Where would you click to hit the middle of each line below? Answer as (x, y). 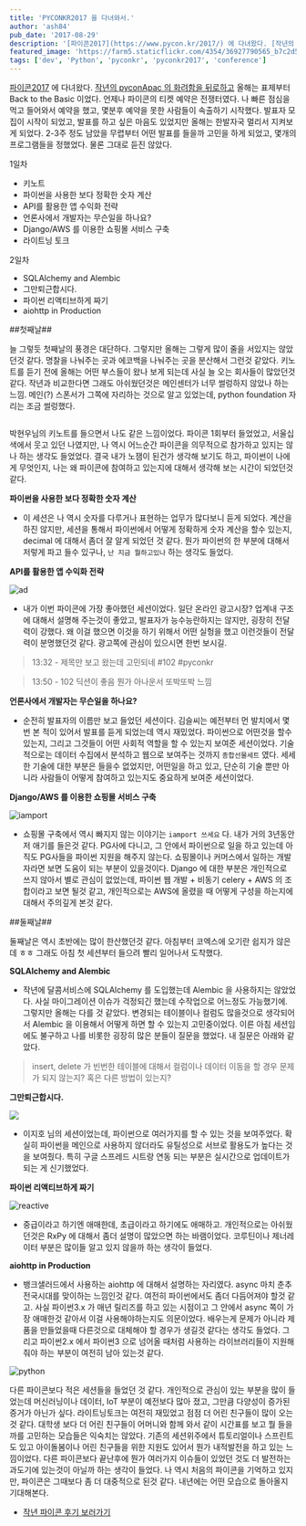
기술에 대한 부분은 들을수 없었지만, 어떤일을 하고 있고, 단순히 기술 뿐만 (156, 766)
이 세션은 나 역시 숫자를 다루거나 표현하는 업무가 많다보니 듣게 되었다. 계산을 (158, 518)
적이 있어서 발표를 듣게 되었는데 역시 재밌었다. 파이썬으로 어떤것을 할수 (168, 732)
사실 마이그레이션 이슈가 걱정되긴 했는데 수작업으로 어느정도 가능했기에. (162, 1001)
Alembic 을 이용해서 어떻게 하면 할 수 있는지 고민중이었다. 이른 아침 (152, 1024)
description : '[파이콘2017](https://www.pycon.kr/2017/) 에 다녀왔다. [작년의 (152, 43)
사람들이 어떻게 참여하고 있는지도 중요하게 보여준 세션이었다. (147, 778)
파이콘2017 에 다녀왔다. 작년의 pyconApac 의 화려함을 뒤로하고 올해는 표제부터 (150, 87)
